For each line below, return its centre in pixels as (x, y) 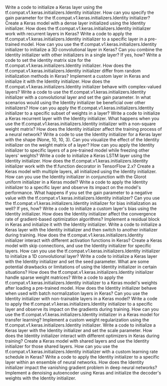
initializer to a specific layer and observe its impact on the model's (73, 187)
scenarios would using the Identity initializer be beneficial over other (75, 102)
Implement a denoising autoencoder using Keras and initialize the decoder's (83, 373)
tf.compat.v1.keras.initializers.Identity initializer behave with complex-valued (83, 87)
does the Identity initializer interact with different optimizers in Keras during (82, 336)
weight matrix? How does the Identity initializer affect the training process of (83, 129)
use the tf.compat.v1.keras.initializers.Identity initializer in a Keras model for (82, 314)
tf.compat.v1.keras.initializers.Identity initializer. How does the (68, 65)
